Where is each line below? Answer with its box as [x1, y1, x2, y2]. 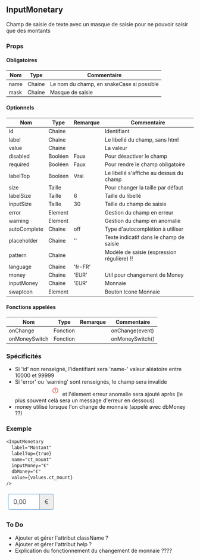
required [8, 161, 30, 168]
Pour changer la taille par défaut [105, 183, 183, 191]
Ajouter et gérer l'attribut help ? [14, 540, 92, 547]
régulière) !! [105, 255, 133, 262]
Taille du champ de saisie [105, 200, 167, 208]
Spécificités [6, 352, 42, 360]
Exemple [6, 424, 32, 433]
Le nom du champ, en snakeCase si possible [49, 80, 159, 87]
